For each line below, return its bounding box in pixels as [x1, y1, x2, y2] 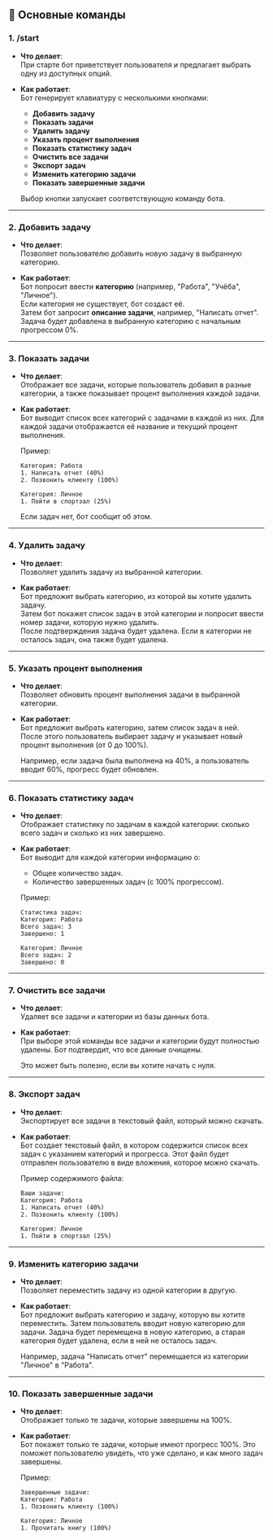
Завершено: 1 [19, 930, 65, 938]
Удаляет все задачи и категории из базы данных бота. [19, 1012, 210, 1022]
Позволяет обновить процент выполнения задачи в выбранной [19, 689, 240, 699]
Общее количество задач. [32, 868, 123, 878]
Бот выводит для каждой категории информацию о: [19, 852, 201, 863]
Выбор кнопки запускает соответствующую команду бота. [19, 193, 226, 203]
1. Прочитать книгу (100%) [19, 1524, 112, 1533]
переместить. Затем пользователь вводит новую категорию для [19, 1319, 245, 1328]
